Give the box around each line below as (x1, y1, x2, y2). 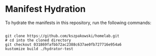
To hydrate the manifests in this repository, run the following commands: (5, 20, 152, 26)
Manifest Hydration (5, 3, 86, 15)
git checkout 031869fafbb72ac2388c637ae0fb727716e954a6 (5, 42, 122, 47)
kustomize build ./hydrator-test (5, 46, 74, 51)
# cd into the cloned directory (5, 38, 71, 43)
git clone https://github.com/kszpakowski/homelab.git (5, 33, 120, 38)
